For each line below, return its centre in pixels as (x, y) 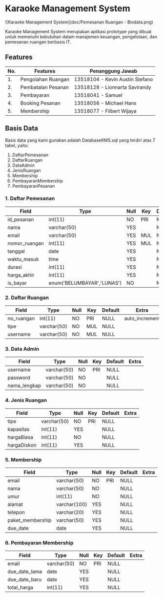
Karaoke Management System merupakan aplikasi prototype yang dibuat (78, 31)
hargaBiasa (20, 437)
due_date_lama (25, 572)
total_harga (20, 588)
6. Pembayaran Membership (39, 543)
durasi (15, 267)
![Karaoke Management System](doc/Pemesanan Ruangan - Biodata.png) (79, 22)
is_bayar (17, 283)
